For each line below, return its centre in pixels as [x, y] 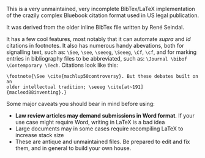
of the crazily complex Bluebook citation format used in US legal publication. [103, 15]
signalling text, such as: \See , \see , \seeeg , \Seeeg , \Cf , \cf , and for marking [102, 52]
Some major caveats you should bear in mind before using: [80, 104]
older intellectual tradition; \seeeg [56, 87]
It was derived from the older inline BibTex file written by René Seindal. [95, 27]
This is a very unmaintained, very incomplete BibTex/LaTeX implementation [101, 9]
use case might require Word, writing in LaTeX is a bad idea [90, 122]
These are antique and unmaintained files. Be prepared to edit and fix [102, 141]
